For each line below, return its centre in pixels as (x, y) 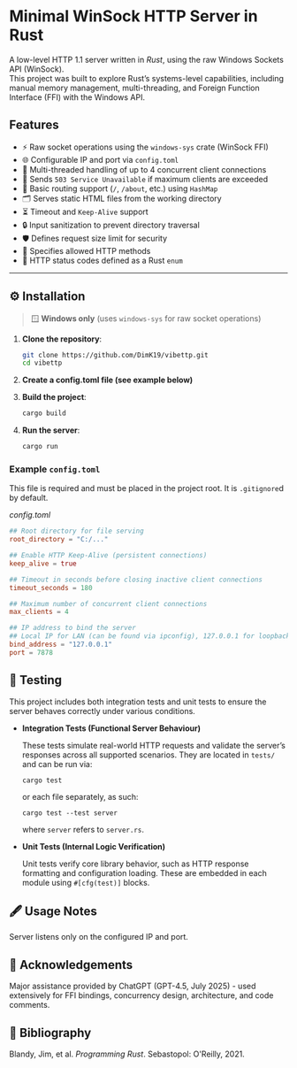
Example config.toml (55, 469)
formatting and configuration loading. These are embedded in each (144, 872)
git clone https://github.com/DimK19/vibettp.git (115, 355)
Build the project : (54, 397)
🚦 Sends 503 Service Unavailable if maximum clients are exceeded (145, 179)
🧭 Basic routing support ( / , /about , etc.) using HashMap (120, 188)
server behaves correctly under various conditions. (103, 711)
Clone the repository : (62, 339)
